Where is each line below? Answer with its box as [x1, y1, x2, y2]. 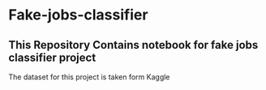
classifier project [8, 50, 97, 64]
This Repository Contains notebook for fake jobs [8, 38, 259, 52]
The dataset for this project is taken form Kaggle [8, 72, 170, 82]
